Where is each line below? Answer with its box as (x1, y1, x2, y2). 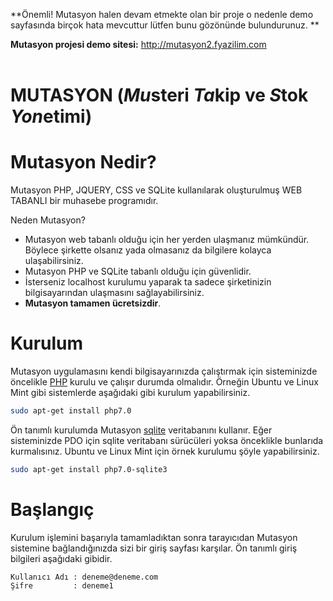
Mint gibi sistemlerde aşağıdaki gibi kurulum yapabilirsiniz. (10, 387, 251, 399)
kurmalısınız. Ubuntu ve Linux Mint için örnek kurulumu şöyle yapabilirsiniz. (10, 445, 320, 457)
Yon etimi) (10, 105, 93, 128)
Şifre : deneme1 (10, 580, 114, 591)
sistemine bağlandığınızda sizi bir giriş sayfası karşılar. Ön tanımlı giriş (10, 542, 298, 554)
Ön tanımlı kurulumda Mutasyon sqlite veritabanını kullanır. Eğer (10, 424, 273, 436)
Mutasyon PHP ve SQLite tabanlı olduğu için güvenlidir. (24, 265, 252, 278)
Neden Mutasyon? (10, 214, 86, 226)
